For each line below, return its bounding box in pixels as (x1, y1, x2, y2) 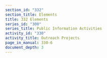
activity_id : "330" (5, 31, 46, 36)
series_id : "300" (5, 21, 42, 27)
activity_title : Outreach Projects (5, 36, 80, 41)
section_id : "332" (5, 7, 44, 13)
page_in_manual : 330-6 (5, 40, 53, 45)
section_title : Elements (5, 12, 57, 17)
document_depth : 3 (5, 45, 44, 50)
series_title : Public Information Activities (5, 26, 102, 31)
